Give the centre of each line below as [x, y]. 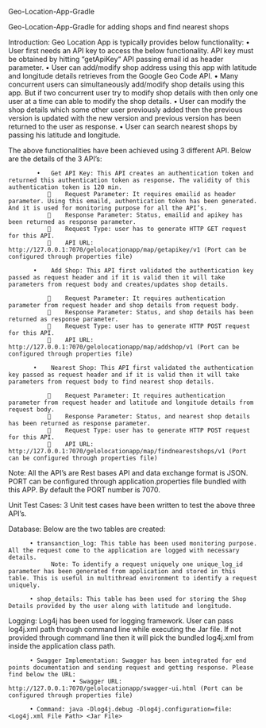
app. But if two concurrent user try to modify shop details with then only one [133, 93]
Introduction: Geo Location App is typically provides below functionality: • [129, 42]
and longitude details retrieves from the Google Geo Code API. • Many [123, 76]
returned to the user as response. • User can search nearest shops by [123, 127]
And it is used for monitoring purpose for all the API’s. [108, 208]
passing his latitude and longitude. [64, 135]
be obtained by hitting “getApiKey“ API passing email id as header [116, 59]
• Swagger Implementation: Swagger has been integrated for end [138, 661]
